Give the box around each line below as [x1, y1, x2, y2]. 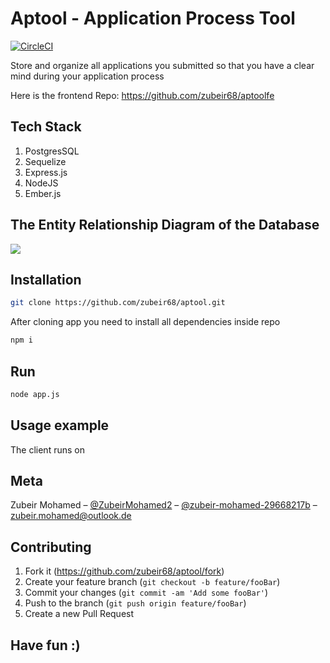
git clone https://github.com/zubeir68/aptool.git [10, 298, 226, 308]
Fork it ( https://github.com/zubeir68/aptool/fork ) [24, 565, 225, 577]
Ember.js [24, 187, 62, 199]
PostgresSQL [24, 145, 80, 157]
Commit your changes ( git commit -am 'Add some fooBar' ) [24, 587, 269, 599]
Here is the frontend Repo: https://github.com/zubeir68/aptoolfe [10, 89, 275, 101]
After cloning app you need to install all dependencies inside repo [10, 316, 281, 328]
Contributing [10, 538, 92, 556]
